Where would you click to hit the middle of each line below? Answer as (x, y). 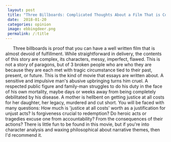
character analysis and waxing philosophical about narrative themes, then (83, 130)
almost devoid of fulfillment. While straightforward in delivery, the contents (83, 54)
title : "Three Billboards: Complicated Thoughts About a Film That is (84, 15)
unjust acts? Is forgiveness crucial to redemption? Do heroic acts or (76, 113)
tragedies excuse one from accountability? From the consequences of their (84, 119)
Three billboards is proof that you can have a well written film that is (84, 48)
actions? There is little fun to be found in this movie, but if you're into (77, 124)
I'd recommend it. (24, 135)
